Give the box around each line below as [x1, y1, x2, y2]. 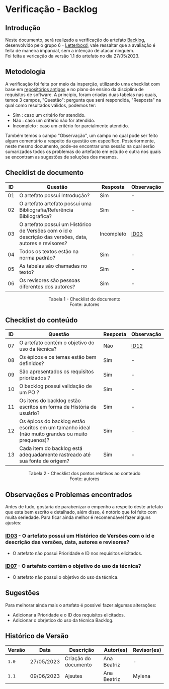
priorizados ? [19, 374, 50, 381]
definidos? [19, 360, 44, 367]
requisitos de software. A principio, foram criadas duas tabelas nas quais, [5, 92, 157, 98]
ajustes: [5, 520, 22, 526]
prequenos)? [19, 437, 50, 444]
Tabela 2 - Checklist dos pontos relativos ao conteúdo [28, 471, 141, 477]
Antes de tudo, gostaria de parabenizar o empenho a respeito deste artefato [5, 504, 163, 510]
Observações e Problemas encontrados [5, 490, 132, 499]
